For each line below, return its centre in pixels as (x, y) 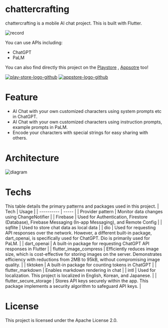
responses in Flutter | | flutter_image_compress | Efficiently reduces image (82, 249)
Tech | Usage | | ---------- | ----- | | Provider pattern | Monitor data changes (84, 211)
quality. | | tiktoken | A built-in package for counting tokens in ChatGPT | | (81, 265)
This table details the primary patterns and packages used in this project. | (82, 206)
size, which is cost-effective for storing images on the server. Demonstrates (83, 254)
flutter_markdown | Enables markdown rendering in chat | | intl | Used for (80, 270)
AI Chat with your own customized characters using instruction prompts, (87, 122)
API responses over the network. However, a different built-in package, (78, 233)
